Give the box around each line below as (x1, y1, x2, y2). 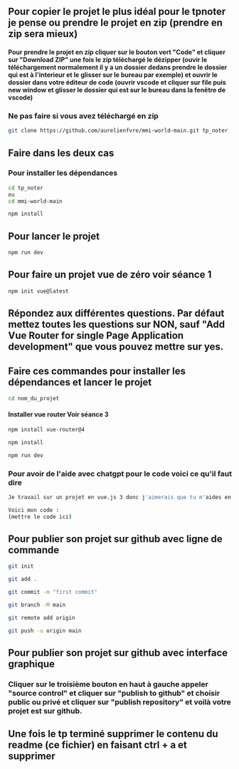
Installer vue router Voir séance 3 (8, 410, 109, 419)
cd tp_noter (8, 184, 43, 192)
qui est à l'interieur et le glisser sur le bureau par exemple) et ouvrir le (8, 70, 218, 79)
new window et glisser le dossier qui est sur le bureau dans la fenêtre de (8, 85, 226, 94)
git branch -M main (8, 601, 66, 608)
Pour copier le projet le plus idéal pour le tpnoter (8, 6, 226, 18)
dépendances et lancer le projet (8, 376, 152, 388)
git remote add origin (8, 614, 75, 622)
